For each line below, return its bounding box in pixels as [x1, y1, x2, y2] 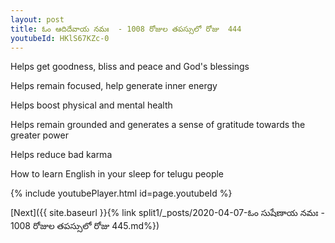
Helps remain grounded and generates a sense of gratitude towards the [10, 119, 306, 131]
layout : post [10, 14, 65, 25]
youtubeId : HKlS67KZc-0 [10, 33, 110, 43]
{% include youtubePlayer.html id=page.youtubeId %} [10, 187, 233, 200]
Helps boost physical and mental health [10, 99, 173, 111]
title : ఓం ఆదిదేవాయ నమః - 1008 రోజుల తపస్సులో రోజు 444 [10, 24, 242, 34]
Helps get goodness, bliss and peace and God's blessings [10, 61, 250, 73]
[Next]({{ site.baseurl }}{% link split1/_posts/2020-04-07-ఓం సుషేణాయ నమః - [10, 207, 325, 219]
